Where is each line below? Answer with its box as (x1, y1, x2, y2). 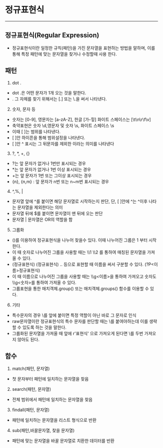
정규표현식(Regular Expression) (5, 31, 99, 39)
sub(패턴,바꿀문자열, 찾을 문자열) (12, 428, 75, 433)
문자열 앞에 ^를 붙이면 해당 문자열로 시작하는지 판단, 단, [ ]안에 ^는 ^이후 (12, 198, 148, 204)
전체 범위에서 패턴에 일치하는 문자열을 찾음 (12, 397, 93, 402)
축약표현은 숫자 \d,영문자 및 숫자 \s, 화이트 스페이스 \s (12, 122, 114, 128)
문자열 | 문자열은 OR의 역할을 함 (12, 216, 73, 222)
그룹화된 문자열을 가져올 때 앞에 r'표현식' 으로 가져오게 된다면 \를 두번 (12, 330, 144, 336)
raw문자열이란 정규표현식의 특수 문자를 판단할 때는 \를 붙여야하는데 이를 (12, 318, 148, 324)
